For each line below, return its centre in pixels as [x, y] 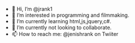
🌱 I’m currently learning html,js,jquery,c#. [61, 21]
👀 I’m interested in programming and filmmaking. [70, 15]
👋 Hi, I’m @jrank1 [32, 9]
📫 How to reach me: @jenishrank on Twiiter [65, 34]
